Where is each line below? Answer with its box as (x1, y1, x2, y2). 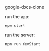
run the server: (5, 32, 35, 38)
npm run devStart (5, 41, 41, 46)
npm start (5, 23, 25, 28)
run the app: (5, 14, 30, 19)
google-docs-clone (5, 4, 44, 10)
